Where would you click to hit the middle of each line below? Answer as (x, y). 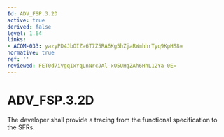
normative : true (31, 53)
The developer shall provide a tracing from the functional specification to (112, 120)
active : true (26, 20)
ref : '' (19, 59)
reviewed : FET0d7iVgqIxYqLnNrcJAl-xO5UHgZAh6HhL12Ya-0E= (92, 66)
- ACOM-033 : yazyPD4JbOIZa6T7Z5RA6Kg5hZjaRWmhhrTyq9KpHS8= (95, 46)
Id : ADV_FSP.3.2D (33, 14)
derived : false (29, 27)
